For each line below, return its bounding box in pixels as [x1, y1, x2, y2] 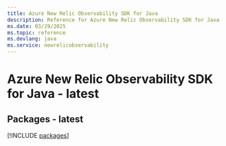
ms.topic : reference [7, 29, 67, 36]
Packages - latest [7, 113, 84, 125]
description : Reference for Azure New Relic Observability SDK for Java [7, 16, 220, 23]
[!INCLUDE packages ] [7, 132, 69, 139]
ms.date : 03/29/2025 [7, 23, 67, 29]
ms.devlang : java [7, 36, 57, 42]
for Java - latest [7, 86, 100, 101]
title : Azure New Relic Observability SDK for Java [7, 10, 158, 17]
